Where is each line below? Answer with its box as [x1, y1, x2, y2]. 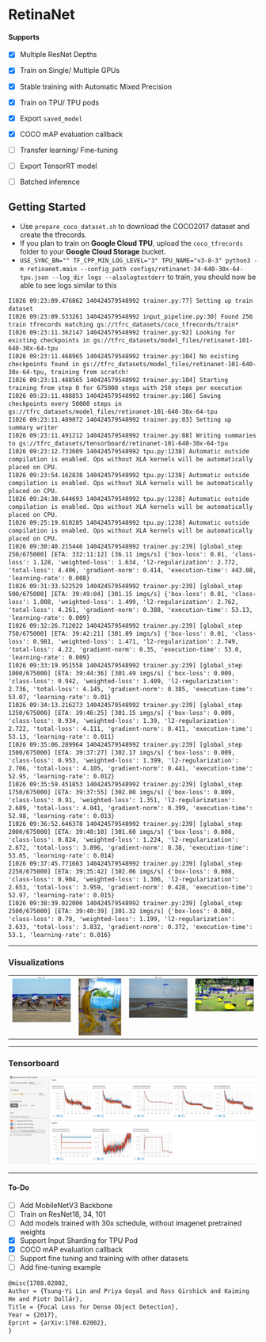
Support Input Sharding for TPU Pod [19, 1235, 139, 1245]
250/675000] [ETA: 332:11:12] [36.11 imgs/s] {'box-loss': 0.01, [8, 550, 228, 558]
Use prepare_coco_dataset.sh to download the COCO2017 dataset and [19, 221, 250, 231]
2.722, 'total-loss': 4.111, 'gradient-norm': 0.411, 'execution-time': [8, 725, 253, 732]
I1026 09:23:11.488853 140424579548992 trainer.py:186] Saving [8, 392, 222, 400]
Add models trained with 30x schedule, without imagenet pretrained [19, 1218, 242, 1228]
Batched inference [19, 177, 81, 186]
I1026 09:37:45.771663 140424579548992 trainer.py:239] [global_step [8, 859, 243, 867]
